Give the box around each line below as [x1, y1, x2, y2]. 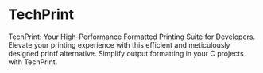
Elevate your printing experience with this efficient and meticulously [8, 40, 230, 49]
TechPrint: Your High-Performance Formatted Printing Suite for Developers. [8, 32, 256, 41]
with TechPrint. [8, 57, 58, 67]
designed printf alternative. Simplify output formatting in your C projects [8, 48, 244, 58]
